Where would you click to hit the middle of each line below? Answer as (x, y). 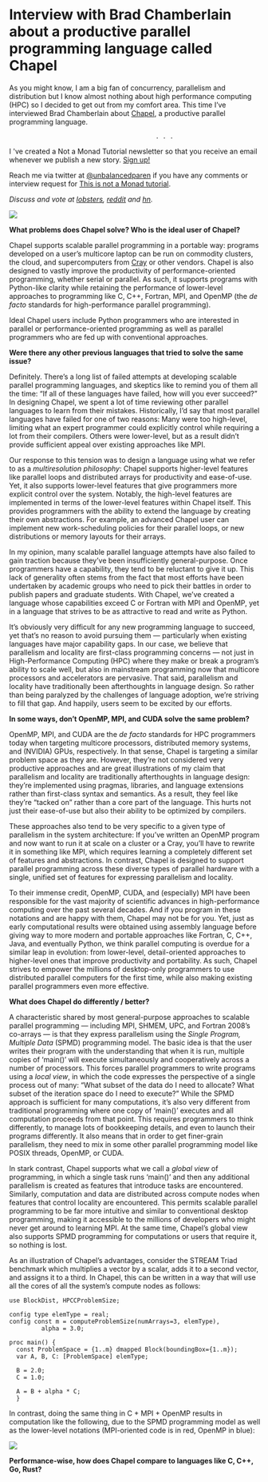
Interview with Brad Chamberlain (120, 15)
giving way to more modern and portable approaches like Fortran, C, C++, (131, 935)
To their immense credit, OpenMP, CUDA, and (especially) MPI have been (130, 892)
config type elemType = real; (59, 1314)
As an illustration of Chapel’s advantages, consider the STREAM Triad (123, 1260)
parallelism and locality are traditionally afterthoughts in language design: (130, 776)
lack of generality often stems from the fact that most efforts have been (126, 577)
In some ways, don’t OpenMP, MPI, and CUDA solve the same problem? (129, 719)
